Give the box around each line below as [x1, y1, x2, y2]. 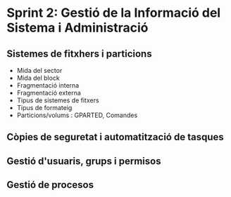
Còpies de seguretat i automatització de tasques [6, 131, 225, 143]
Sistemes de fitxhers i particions [6, 48, 152, 60]
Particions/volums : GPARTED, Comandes [16, 111, 138, 119]
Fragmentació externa [16, 89, 82, 97]
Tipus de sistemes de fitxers [16, 96, 99, 104]
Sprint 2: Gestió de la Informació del [6, 5, 221, 21]
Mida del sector [16, 67, 63, 74]
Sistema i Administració [6, 20, 149, 36]
